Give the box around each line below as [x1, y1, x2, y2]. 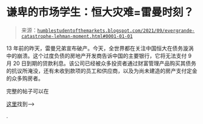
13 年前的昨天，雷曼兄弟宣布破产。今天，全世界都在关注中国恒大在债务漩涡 [6, 45, 194, 52]
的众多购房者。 [6, 75, 44, 82]
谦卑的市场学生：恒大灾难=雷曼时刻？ [6, 5, 195, 19]
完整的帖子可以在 [6, 87, 49, 95]
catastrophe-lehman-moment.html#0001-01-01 [21, 33, 133, 39]
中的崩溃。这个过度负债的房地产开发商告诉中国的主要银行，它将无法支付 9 [6, 52, 192, 59]
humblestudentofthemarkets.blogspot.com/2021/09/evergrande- [37, 28, 195, 34]
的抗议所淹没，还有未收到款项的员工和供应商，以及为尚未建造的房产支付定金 [6, 67, 198, 74]
